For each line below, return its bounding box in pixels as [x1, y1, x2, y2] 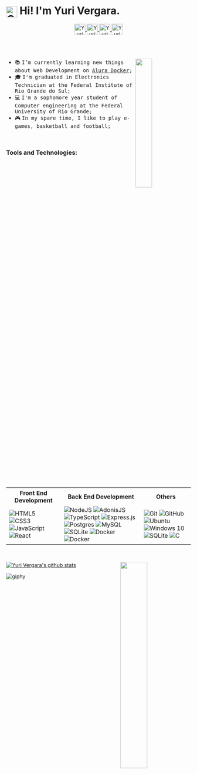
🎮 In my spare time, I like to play [14, 114, 121, 121]
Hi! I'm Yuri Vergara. [19, 4, 120, 18]
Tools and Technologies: [6, 148, 78, 157]
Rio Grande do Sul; [14, 88, 71, 94]
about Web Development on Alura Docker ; [14, 67, 133, 74]
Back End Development [67, 493, 134, 501]
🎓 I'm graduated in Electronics [14, 73, 110, 80]
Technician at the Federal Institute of [14, 82, 133, 89]
